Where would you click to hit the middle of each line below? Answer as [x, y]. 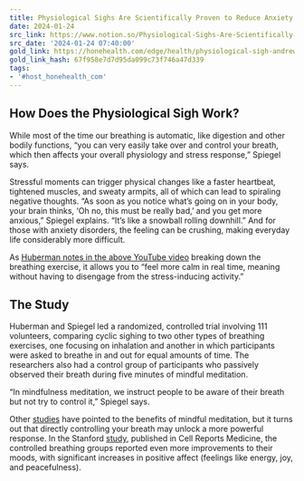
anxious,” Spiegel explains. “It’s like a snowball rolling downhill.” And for [142, 220]
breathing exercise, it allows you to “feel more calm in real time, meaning [145, 266]
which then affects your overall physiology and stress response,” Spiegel [145, 154]
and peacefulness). [45, 467]
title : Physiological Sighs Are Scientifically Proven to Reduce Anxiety [152, 18]
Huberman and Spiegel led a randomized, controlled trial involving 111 [138, 326]
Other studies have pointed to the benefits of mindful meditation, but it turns [151, 419]
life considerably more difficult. [67, 239]
